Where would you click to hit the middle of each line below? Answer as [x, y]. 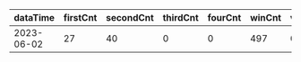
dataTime [34, 18]
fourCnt [224, 18]
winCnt [266, 18]
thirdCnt [181, 18]
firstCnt [80, 18]
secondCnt [130, 18]
